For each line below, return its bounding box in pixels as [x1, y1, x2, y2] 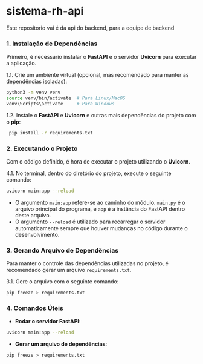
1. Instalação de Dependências [6, 39, 98, 48]
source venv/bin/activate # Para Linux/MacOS [6, 95, 126, 101]
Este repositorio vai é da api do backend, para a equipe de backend [6, 24, 175, 31]
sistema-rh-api [6, 4, 84, 18]
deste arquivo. [14, 211, 51, 219]
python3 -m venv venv [6, 90, 61, 96]
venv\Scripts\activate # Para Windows [6, 101, 115, 107]
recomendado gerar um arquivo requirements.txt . [6, 266, 132, 274]
